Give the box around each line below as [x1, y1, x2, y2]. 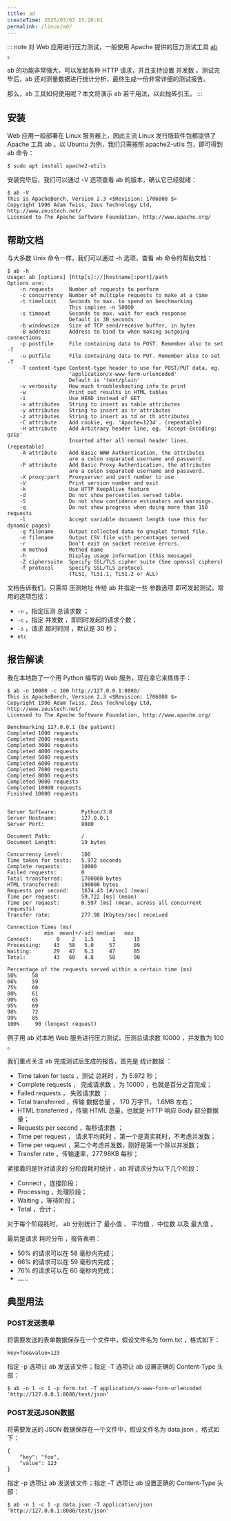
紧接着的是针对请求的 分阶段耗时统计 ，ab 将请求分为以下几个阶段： [7, 1164, 201, 1172]
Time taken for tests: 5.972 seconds [7, 856, 122, 864]
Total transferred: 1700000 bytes [7, 875, 122, 882]
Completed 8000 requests [7, 772, 79, 779]
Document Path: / [7, 832, 85, 840]
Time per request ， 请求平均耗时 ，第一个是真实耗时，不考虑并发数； [17, 1132, 217, 1140]
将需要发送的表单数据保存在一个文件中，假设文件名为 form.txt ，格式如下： [7, 1335, 221, 1344]
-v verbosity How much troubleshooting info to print [19, 383, 187, 390]
